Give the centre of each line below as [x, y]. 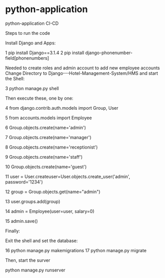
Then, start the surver [28, 260]
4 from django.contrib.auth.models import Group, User [62, 108]
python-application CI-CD [32, 23]
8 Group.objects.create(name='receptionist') [52, 147]
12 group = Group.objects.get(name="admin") [53, 192]
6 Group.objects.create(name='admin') [46, 127]
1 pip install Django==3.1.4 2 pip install [45, 53]
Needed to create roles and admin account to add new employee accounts [82, 68]
